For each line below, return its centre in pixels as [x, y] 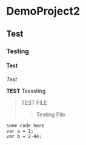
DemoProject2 [43, 11]
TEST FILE [34, 102]
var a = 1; [20, 131]
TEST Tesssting [26, 91]
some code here [25, 126]
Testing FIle [51, 115]
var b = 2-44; [24, 136]
